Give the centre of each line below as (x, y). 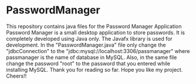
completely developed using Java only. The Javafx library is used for (89, 38)
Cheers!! (16, 76)
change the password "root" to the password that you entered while (88, 63)
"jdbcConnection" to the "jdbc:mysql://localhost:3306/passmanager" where (98, 51)
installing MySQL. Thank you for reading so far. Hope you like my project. (94, 69)
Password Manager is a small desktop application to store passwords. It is (95, 32)
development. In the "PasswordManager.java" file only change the (86, 45)
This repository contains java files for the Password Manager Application (94, 26)
